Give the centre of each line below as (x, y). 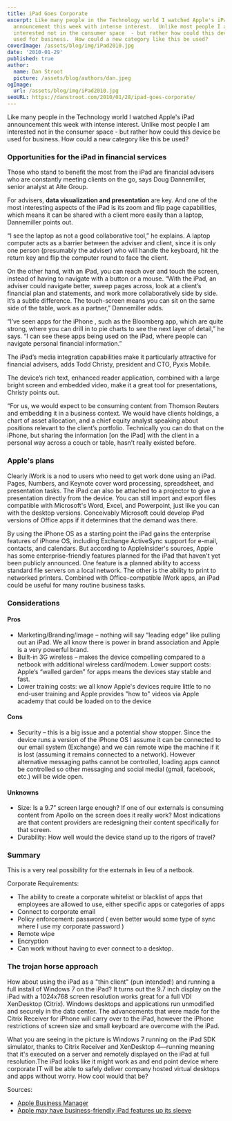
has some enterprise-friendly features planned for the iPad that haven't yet (114, 556)
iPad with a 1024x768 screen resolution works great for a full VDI (99, 996)
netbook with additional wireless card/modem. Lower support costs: (114, 664)
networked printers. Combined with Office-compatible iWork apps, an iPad (113, 577)
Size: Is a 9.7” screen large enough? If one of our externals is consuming (120, 808)
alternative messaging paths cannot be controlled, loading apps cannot (118, 761)
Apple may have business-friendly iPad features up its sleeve (104, 1110)
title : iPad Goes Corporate (48, 14)
